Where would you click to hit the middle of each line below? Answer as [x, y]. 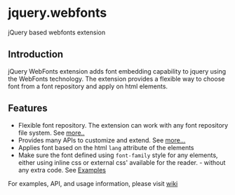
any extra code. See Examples [62, 170]
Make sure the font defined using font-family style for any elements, [118, 155]
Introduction [36, 54]
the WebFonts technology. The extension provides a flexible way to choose [116, 79]
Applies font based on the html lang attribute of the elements [106, 147]
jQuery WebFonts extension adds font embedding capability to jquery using [117, 71]
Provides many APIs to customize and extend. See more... [102, 140]
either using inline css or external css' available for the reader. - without [122, 162]
